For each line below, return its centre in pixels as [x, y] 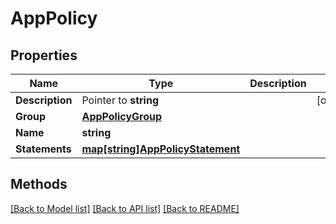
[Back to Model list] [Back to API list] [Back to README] [125, 208]
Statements [43, 149]
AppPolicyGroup [122, 116]
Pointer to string [120, 100]
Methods [39, 184]
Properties [44, 55]
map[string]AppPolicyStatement [161, 149]
